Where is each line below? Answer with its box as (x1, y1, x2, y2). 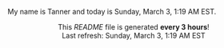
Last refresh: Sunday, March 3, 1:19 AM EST (62, 31, 206, 40)
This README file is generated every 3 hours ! (58, 22, 210, 31)
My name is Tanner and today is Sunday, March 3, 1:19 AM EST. (7, 7, 217, 16)
